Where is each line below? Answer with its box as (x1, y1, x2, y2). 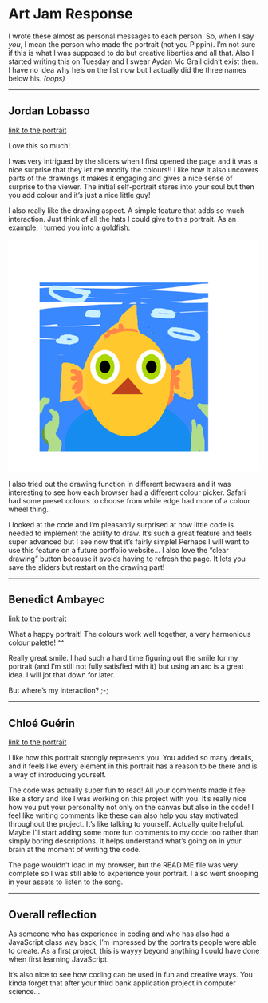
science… (8, 987, 41, 997)
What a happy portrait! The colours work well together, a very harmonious (8, 630, 251, 639)
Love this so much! (8, 140, 70, 150)
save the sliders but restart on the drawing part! (8, 562, 165, 571)
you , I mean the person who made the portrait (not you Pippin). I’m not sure (8, 39, 256, 49)
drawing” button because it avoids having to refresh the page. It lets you (8, 554, 246, 563)
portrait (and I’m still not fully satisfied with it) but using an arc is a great (8, 661, 245, 671)
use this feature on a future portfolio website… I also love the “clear (8, 545, 229, 555)
